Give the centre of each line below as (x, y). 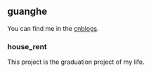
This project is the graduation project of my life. (76, 62)
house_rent (27, 46)
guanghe (27, 12)
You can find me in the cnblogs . (53, 28)
